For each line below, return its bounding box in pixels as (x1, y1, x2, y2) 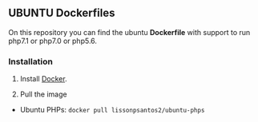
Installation (8, 56, 54, 67)
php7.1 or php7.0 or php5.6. (8, 36, 98, 45)
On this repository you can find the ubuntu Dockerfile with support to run (8, 27, 251, 37)
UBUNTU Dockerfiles (8, 6, 115, 20)
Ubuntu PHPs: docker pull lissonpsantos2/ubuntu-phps (19, 105, 205, 115)
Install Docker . (19, 74, 67, 84)
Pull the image (19, 89, 67, 99)
